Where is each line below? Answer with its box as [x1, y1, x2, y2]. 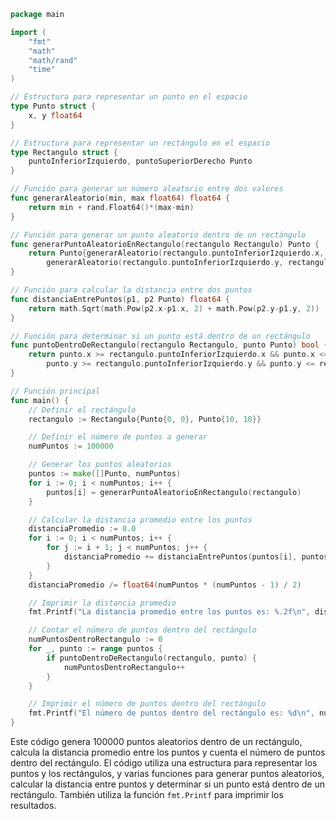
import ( [10, 27, 47, 37]
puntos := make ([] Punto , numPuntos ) [28, 469, 182, 479]
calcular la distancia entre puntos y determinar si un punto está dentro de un [10, 778, 325, 790]
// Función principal [10, 386, 101, 396]
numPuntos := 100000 [28, 441, 114, 452]
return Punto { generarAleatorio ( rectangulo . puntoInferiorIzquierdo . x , [28, 248, 325, 259]
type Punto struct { [10, 101, 97, 111]
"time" [28, 65, 56, 75]
